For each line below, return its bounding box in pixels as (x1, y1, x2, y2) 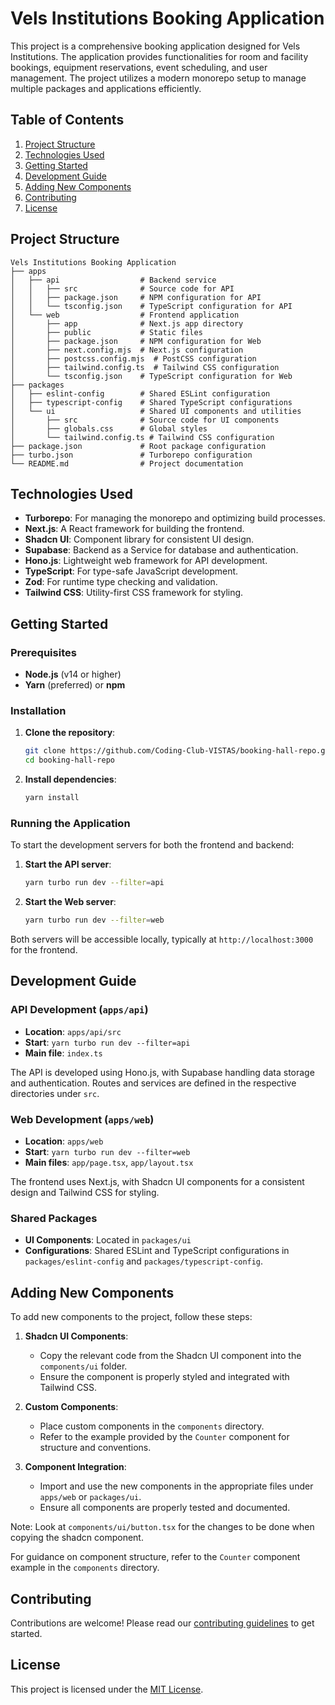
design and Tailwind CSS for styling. (10, 1187, 160, 1199)
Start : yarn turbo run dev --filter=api (24, 1036, 191, 1048)
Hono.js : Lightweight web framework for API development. (24, 555, 268, 567)
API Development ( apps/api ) (10, 1003, 149, 1017)
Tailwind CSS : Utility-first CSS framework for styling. (24, 587, 244, 599)
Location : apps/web (24, 1135, 104, 1147)
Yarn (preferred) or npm (24, 679, 126, 691)
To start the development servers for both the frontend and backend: (10, 839, 295, 851)
